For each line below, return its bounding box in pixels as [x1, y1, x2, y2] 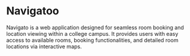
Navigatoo [6, 4, 59, 18]
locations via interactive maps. [6, 43, 82, 50]
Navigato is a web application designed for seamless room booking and [6, 24, 184, 31]
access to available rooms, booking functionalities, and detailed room [6, 36, 179, 43]
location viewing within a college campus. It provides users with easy [6, 30, 179, 37]
